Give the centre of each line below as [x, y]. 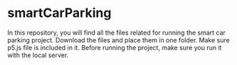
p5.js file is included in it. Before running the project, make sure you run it [115, 47]
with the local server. [38, 55]
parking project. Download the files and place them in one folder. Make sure [118, 40]
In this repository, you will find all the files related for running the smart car [117, 32]
